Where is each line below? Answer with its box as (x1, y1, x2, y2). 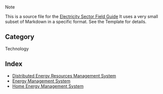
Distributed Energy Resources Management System (12, 73, 116, 78)
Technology (5, 46, 29, 52)
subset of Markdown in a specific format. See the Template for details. (5, 19, 147, 24)
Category (5, 33, 35, 41)
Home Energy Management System (12, 83, 84, 89)
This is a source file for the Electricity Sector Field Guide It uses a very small (5, 14, 159, 19)
